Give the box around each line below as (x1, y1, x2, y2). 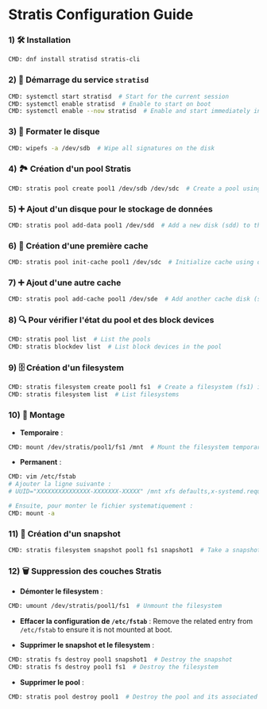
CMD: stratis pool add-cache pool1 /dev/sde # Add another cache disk (8, 295, 250, 303)
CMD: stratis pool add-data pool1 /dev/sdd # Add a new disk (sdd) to (8, 221, 250, 229)
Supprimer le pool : (19, 677, 85, 687)
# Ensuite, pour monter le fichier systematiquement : (8, 502, 194, 510)
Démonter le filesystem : (19, 586, 103, 596)
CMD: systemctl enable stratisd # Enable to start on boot (8, 99, 212, 108)
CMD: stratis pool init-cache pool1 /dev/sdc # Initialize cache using (8, 259, 254, 267)
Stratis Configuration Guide (8, 6, 194, 24)
